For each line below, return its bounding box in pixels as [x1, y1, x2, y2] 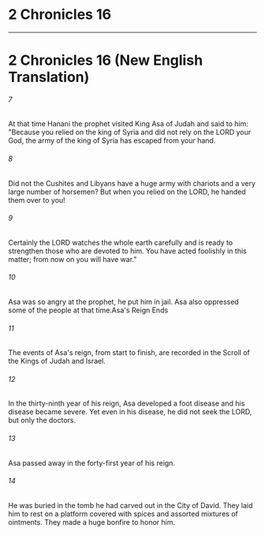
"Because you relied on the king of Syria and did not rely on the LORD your [8, 128, 251, 137]
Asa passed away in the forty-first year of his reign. [8, 458, 176, 467]
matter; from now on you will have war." [8, 254, 137, 264]
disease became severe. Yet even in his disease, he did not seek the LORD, [8, 407, 252, 417]
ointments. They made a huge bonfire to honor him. [8, 517, 176, 526]
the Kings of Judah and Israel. [8, 357, 106, 366]
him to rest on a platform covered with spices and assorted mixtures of [8, 509, 238, 518]
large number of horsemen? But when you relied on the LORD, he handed [8, 187, 246, 196]
